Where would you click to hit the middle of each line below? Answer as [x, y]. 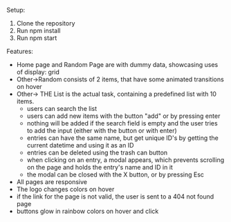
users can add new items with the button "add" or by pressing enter [123, 116]
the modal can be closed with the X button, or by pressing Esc [115, 174]
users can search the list [62, 109]
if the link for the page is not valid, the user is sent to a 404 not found [115, 196]
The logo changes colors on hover [65, 189]
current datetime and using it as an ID [80, 145]
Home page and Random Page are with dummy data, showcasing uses [117, 64]
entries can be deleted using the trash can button [97, 152]
